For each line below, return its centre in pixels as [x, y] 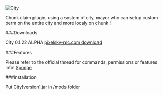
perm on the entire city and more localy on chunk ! [58, 23]
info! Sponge [19, 67]
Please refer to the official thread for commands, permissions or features [81, 62]
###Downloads [21, 33]
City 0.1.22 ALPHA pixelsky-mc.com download [54, 42]
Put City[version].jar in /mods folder [43, 87]
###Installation [21, 77]
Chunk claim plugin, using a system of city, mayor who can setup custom [82, 17]
